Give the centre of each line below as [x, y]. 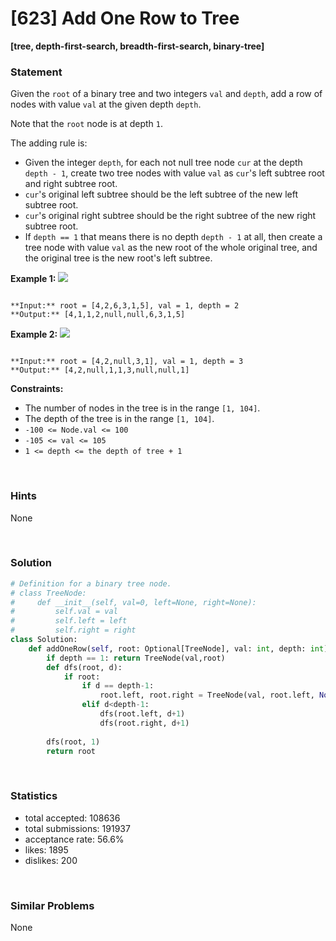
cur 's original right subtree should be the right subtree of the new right [170, 216]
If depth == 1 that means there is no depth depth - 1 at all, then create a [173, 237]
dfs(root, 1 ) [73, 742]
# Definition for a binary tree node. [91, 583]
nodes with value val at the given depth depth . [106, 104]
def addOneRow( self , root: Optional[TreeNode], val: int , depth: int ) [178, 648]
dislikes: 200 [51, 860]
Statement [36, 72]
